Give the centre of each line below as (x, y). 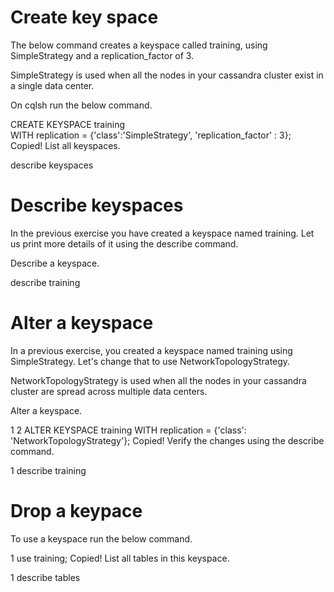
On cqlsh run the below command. (81, 105)
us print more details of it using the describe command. (124, 243)
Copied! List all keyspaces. (65, 145)
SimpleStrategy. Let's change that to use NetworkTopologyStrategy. (150, 361)
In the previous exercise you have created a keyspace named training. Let (162, 233)
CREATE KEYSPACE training (68, 124)
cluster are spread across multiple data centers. (109, 391)
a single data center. (52, 85)
